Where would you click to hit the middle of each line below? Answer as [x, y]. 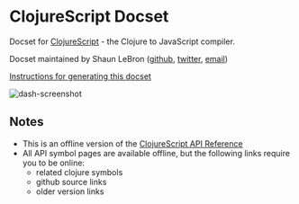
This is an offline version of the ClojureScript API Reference [132, 143]
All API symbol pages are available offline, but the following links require [156, 153]
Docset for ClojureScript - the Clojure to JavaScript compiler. [122, 41]
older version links [70, 191]
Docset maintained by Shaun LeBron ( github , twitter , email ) [118, 58]
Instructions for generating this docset [80, 76]
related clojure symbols [79, 172]
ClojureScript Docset [89, 17]
